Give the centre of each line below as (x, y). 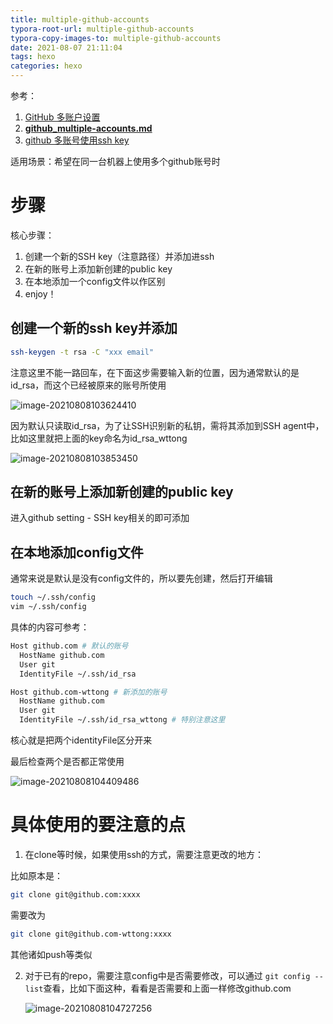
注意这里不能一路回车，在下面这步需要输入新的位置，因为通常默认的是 (155, 372)
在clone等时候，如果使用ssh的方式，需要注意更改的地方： (144, 854)
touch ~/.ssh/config (53, 597)
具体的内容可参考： (50, 627)
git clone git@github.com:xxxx (75, 894)
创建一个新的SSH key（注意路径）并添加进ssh (119, 256)
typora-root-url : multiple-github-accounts (102, 29)
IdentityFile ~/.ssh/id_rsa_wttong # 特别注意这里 (122, 720)
